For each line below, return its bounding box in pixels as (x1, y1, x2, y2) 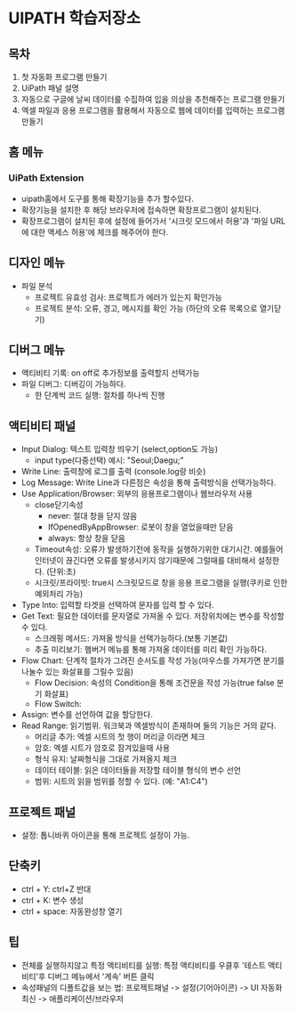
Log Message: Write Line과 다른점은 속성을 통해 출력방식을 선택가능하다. (20, 477, 277, 488)
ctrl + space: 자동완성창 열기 (20, 905, 123, 917)
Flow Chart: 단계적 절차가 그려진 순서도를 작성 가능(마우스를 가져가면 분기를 (20, 655, 285, 666)
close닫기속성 (34, 499, 84, 510)
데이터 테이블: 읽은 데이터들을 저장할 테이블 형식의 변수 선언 (34, 765, 242, 775)
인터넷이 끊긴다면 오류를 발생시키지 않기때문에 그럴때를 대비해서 (34, 555, 256, 566)
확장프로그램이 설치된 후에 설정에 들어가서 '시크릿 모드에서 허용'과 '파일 (20, 215, 269, 226)
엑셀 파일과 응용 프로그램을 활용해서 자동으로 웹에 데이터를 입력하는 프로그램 (20, 105, 285, 116)
